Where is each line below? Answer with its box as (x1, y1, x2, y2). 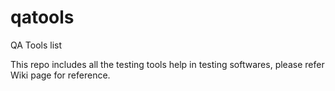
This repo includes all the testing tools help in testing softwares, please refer (10, 58, 325, 70)
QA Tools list (10, 39, 63, 51)
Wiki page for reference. (10, 69, 111, 81)
